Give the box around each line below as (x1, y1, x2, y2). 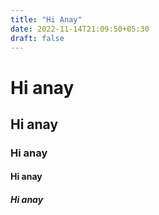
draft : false (10, 33, 65, 43)
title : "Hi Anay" (10, 14, 83, 25)
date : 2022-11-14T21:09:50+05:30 (10, 24, 150, 34)
